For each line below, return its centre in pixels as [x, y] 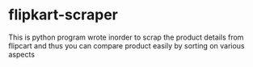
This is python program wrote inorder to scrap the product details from [126, 37]
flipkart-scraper [63, 15]
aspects [21, 54]
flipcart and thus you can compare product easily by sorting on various [126, 45]
